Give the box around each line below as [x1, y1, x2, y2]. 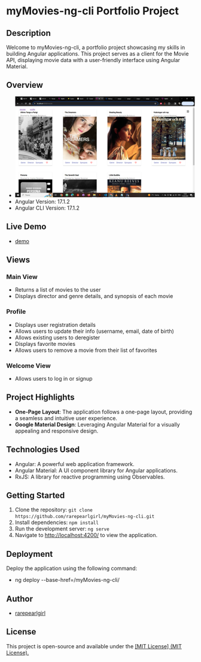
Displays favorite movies [14, 340, 76, 347]
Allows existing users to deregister [14, 333, 100, 341]
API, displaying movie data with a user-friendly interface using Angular [6, 57, 181, 63]
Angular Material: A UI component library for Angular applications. [14, 467, 178, 474]
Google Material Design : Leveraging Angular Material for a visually [14, 421, 181, 428]
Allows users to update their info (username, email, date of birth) [14, 327, 175, 335]
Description [6, 28, 51, 38]
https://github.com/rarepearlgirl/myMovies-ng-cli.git [14, 514, 155, 520]
